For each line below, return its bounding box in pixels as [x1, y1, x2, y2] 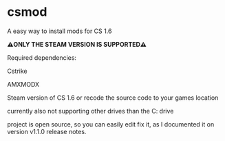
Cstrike [7, 67, 28, 75]
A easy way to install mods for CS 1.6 [7, 27, 112, 35]
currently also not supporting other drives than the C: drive [7, 107, 174, 115]
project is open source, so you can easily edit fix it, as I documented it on [7, 120, 215, 128]
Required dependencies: [7, 53, 77, 62]
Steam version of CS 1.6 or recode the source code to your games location [7, 94, 219, 102]
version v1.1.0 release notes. [7, 127, 87, 135]
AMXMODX [7, 80, 40, 88]
